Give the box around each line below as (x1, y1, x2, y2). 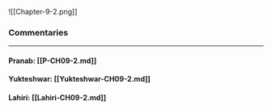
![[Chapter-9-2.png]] (8, 7, 78, 16)
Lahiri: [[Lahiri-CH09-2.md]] (8, 93, 107, 103)
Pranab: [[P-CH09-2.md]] (8, 56, 97, 66)
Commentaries (8, 27, 69, 38)
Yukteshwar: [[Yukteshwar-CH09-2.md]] (8, 74, 151, 84)
